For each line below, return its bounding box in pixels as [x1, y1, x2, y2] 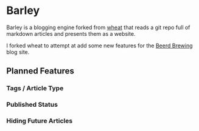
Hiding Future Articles [6, 116, 73, 125]
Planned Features [6, 66, 75, 76]
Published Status [6, 101, 58, 109]
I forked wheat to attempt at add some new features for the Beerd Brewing [6, 42, 193, 49]
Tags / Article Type [6, 84, 64, 93]
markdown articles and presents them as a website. [6, 30, 136, 37]
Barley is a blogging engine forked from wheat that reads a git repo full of [6, 24, 190, 31]
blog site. [6, 48, 30, 55]
